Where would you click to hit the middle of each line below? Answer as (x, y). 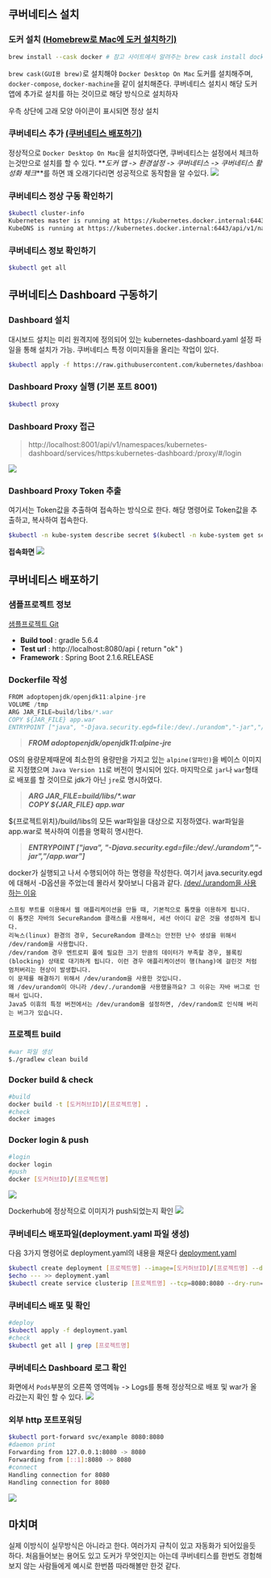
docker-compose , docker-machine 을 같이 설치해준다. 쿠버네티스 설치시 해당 (126, 83)
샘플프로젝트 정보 (40, 605)
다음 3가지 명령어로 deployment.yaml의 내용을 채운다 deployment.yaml (123, 1253)
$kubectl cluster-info (46, 214)
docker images (32, 1119)
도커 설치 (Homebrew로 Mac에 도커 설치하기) (93, 40)
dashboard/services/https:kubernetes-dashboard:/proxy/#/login (135, 453)
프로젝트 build (35, 1034)
